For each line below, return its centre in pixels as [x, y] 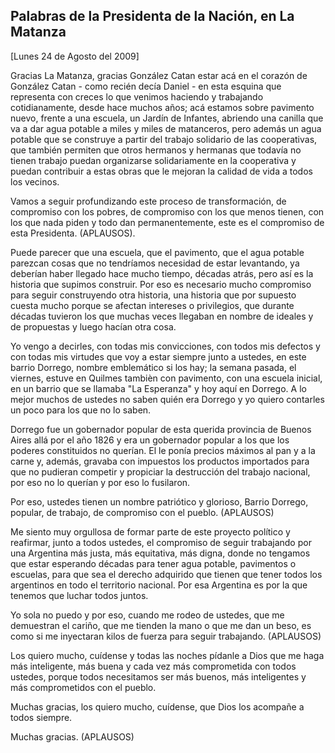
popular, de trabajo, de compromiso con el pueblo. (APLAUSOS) [142, 512]
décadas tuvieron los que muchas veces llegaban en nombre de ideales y [162, 316]
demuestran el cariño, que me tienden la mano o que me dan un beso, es [161, 625]
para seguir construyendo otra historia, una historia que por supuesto [153, 295]
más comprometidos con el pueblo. [83, 687]
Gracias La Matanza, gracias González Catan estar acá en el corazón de [159, 75]
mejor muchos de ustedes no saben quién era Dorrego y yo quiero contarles [167, 399]
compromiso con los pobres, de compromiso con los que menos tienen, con [167, 211]
